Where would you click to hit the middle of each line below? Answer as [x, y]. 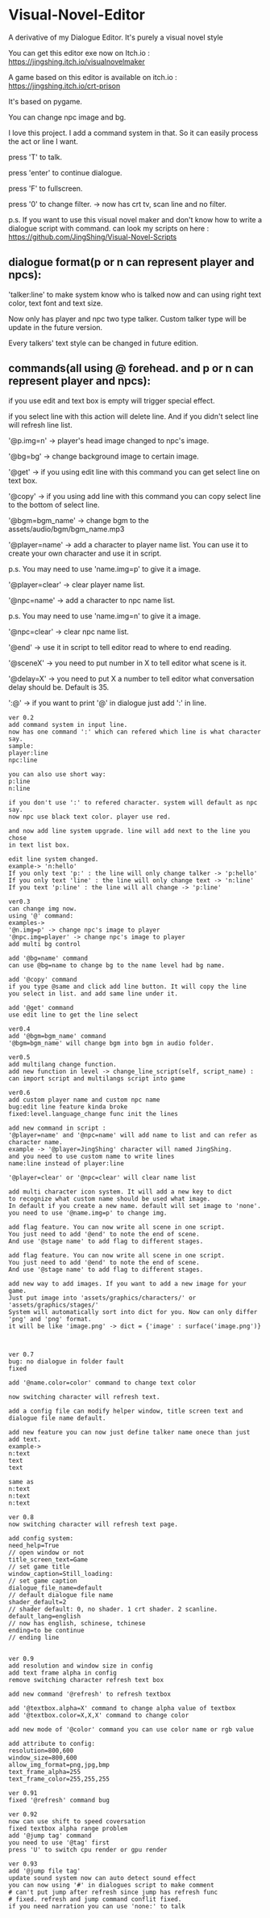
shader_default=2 [37, 1602]
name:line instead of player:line [66, 1163]
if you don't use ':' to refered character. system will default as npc [133, 802]
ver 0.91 [23, 1793]
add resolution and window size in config [81, 1666]
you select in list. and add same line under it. [93, 993]
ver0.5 [19, 1057]
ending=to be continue [46, 1630]
